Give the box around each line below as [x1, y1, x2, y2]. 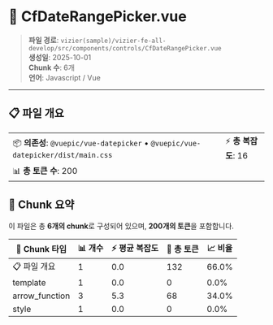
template [12, 276, 46, 288]
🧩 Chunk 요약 [8, 198, 75, 212]
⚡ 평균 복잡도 [110, 242, 159, 253]
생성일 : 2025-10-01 [28, 52, 92, 62]
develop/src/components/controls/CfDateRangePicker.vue [28, 44, 222, 52]
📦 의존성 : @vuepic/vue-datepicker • [12, 137, 149, 149]
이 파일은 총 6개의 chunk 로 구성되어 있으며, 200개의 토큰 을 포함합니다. [8, 221, 234, 231]
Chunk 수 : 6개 [28, 63, 76, 72]
